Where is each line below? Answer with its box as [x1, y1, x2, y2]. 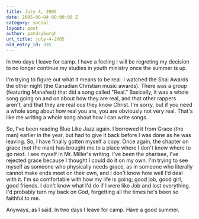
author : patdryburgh [6, 31, 57, 37]
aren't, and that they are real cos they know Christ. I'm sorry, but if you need [6, 101, 192, 108]
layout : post [6, 25, 38, 31]
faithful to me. [6, 194, 40, 202]
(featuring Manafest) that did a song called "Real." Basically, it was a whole [6, 88, 189, 96]
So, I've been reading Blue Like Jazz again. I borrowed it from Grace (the [6, 125, 184, 132]
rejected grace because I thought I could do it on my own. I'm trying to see [6, 157, 188, 164]
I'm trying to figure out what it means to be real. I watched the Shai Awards [6, 75, 188, 83]
